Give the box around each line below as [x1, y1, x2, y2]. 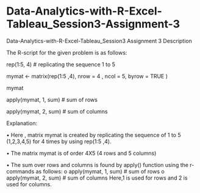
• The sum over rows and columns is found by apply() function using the [6, 161, 189, 168]
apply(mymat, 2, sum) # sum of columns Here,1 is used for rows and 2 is [6, 174, 188, 181]
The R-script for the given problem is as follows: [6, 49, 127, 56]
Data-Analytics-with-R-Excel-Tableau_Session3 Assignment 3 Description [6, 37, 192, 44]
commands [6, 168, 35, 175]
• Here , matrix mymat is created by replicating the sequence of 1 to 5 [6, 131, 181, 138]
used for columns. [6, 180, 52, 188]
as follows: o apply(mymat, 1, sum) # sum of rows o [35, 168, 165, 175]
